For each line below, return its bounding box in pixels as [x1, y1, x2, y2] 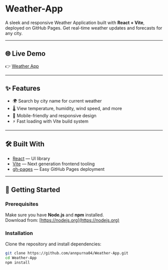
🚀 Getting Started [5, 185, 60, 194]
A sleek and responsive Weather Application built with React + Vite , [5, 20, 145, 26]
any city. [5, 30, 23, 36]
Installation [5, 229, 33, 236]
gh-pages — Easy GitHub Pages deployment [12, 166, 105, 172]
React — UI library [12, 156, 50, 162]
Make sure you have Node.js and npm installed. [5, 212, 104, 218]
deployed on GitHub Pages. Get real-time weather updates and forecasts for [5, 25, 162, 31]
